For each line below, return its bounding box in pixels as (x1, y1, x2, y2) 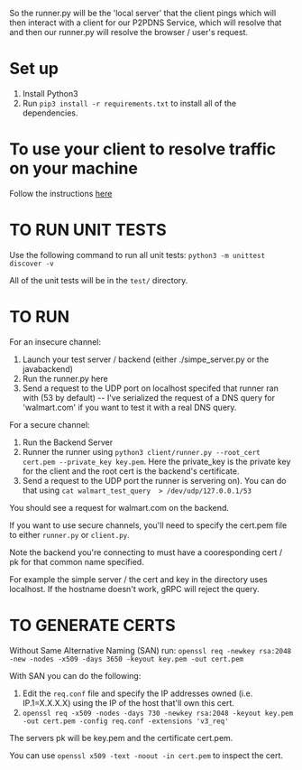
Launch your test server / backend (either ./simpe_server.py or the (22, 354, 270, 365)
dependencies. (22, 107, 78, 118)
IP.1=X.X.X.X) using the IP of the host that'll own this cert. (22, 697, 234, 708)
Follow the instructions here (9, 188, 113, 199)
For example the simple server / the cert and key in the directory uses (9, 573, 268, 585)
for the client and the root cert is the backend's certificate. (22, 465, 240, 477)
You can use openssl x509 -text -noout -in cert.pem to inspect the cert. (9, 749, 284, 761)
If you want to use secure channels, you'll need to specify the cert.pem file (9, 519, 288, 531)
